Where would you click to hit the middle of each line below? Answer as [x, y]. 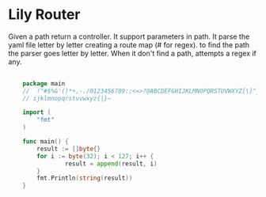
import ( [37, 112]
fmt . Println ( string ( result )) [85, 178]
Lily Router [44, 15]
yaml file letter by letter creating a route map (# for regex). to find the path [129, 44]
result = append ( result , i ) [111, 164]
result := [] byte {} [69, 149]
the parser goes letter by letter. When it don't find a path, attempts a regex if [133, 53]
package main [44, 83]
